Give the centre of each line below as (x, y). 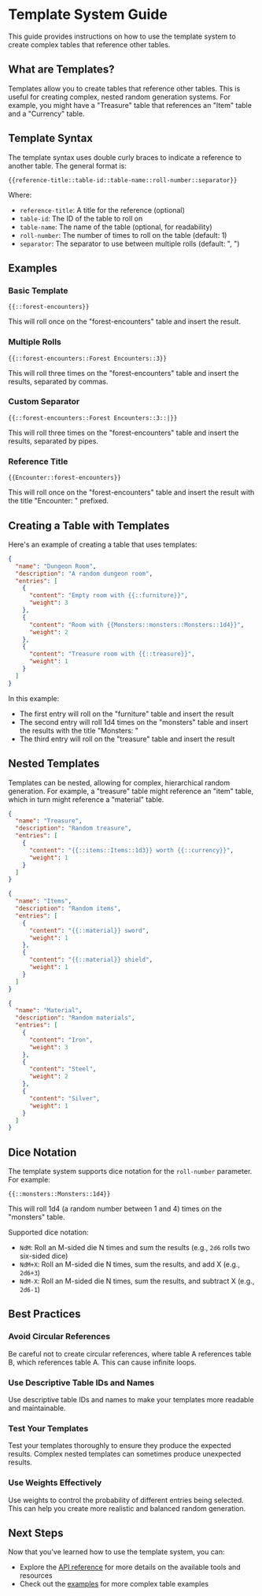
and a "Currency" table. (46, 113)
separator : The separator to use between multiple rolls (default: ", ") (129, 243)
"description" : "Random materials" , (75, 1018)
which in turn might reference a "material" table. (86, 799)
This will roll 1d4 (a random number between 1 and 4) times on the (115, 1209)
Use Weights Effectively (55, 1483)
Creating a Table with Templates (89, 525)
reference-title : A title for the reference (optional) (102, 210)
